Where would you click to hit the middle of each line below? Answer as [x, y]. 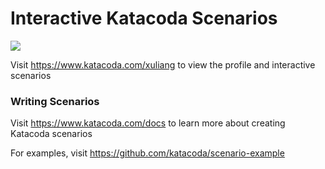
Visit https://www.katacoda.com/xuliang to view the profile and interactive [163, 64]
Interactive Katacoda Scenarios [144, 18]
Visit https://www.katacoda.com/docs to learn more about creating [148, 123]
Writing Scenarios [55, 101]
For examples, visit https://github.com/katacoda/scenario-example [147, 153]
